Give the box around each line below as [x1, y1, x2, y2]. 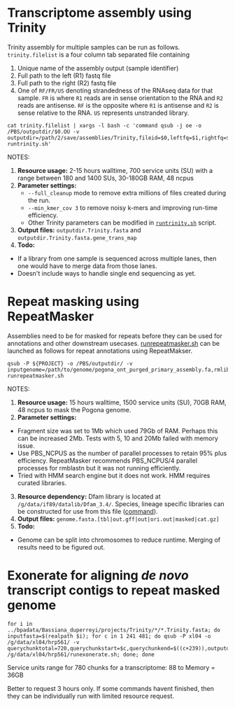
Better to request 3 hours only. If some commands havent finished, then [7, 684, 215, 692]
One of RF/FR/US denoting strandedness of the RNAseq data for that [17, 86, 213, 94]
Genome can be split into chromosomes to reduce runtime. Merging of [17, 535, 221, 544]
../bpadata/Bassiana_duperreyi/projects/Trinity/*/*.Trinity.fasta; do [7, 626, 220, 633]
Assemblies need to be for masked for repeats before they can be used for [7, 331, 222, 340]
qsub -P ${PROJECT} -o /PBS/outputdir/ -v [7, 360, 133, 367]
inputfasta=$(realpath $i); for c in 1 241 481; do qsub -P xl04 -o [7, 632, 211, 640]
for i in [7, 620, 33, 627]
